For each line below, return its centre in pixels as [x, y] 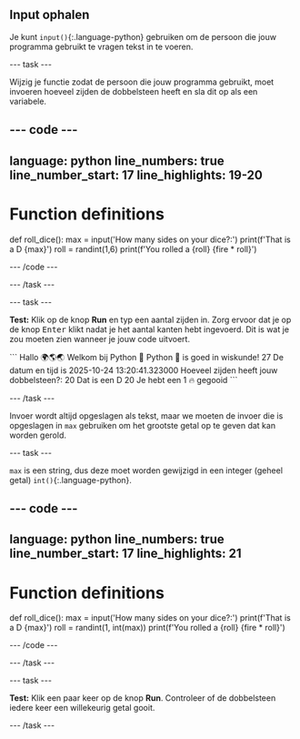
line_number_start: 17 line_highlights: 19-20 [136, 175]
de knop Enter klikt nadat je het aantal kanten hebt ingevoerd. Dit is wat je [149, 329]
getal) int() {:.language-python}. [70, 480]
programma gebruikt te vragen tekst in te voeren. [101, 46]
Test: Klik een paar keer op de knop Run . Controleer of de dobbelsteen [143, 698]
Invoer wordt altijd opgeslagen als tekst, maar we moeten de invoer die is [146, 415]
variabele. [28, 101]
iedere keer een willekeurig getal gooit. [82, 708]
